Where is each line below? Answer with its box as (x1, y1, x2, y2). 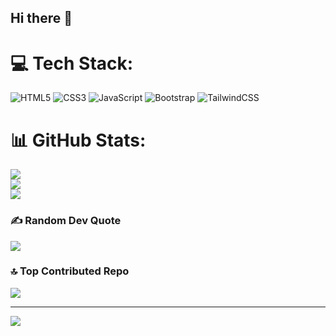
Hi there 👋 (10, 10, 73, 27)
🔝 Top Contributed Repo (10, 264, 130, 278)
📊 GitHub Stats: (10, 129, 147, 151)
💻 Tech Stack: (10, 52, 134, 75)
